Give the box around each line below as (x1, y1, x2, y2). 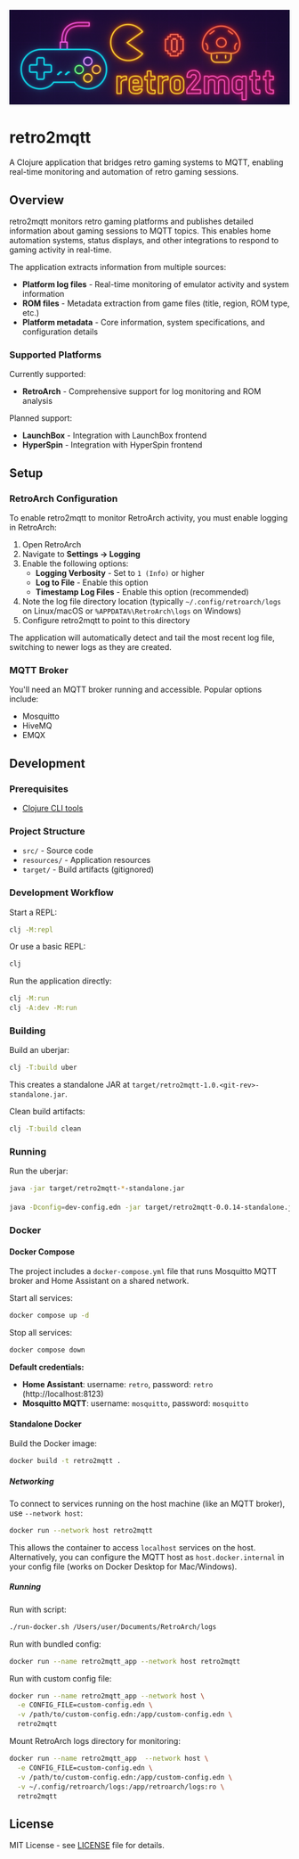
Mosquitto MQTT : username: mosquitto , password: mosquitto (21, 1397, 249, 1409)
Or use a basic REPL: (9, 942, 86, 952)
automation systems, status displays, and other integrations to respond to (9, 235, 279, 246)
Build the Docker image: (9, 1438, 98, 1449)
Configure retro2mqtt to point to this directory (21, 615, 190, 626)
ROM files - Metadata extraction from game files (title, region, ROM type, (21, 298, 291, 308)
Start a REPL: (9, 907, 58, 917)
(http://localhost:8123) (21, 1388, 104, 1399)
